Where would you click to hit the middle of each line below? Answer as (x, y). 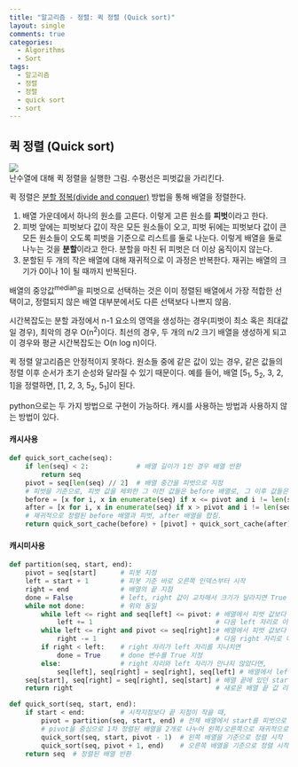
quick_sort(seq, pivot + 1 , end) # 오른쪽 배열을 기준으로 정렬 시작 (165, 746)
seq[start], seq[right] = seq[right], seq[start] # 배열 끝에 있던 (147, 680)
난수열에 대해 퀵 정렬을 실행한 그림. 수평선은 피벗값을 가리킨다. (117, 178)
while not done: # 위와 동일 (91, 606)
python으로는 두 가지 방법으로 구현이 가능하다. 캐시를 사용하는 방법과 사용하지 (144, 405)
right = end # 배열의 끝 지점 (99, 589)
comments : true (37, 34)
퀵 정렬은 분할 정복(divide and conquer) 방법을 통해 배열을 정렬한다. (128, 197)
